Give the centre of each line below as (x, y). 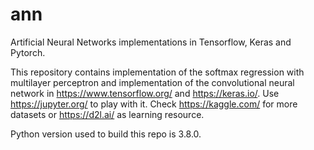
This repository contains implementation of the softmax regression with (157, 72)
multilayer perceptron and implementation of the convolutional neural (152, 82)
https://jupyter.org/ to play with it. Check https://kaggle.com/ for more (154, 104)
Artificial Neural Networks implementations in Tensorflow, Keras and (151, 42)
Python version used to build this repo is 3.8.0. (106, 134)
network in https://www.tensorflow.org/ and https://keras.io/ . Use (145, 93)
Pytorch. (28, 52)
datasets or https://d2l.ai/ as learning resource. (107, 114)
